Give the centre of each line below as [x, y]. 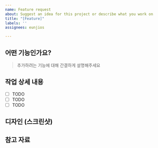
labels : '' [16, 23]
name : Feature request [28, 9]
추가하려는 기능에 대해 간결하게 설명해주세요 [59, 65]
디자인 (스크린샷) [29, 122]
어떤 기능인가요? [28, 53]
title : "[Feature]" [25, 18]
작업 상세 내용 [24, 82]
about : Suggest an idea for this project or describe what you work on [79, 14]
